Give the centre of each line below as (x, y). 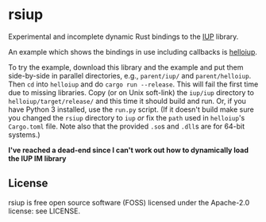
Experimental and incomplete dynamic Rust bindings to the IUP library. (123, 36)
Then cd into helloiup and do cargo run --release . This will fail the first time (133, 84)
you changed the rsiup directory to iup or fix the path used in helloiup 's (127, 117)
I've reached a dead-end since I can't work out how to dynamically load (128, 150)
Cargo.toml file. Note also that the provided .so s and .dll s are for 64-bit (127, 126)
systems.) (25, 134)
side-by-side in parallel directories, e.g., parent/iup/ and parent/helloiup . (130, 75)
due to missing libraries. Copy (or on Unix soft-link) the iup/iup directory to (131, 92)
